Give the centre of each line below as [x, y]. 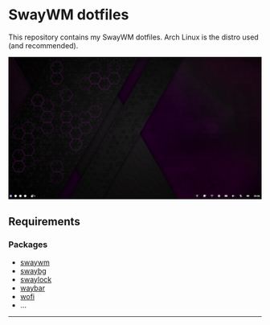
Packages [28, 245]
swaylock [36, 279]
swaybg [33, 270]
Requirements [44, 222]
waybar [33, 288]
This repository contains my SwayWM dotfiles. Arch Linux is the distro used [133, 37]
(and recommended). [43, 45]
